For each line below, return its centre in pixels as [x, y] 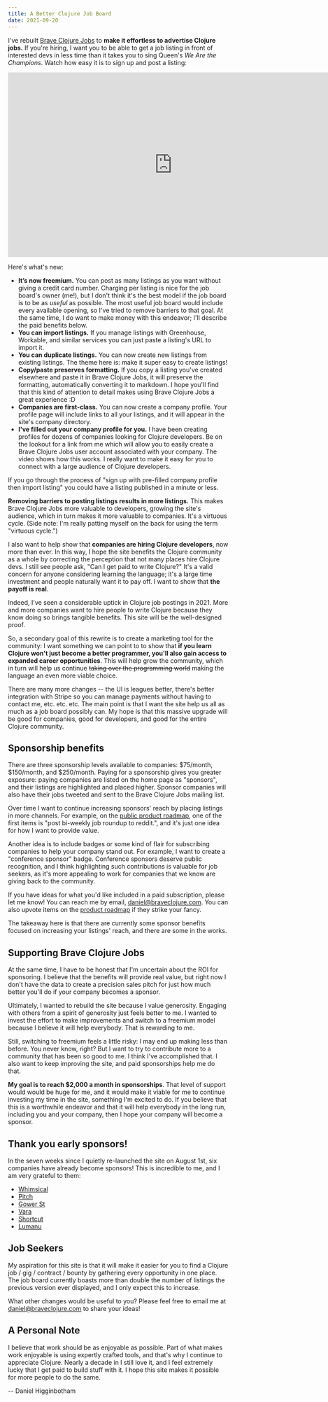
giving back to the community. [51, 881]
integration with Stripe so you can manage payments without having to [110, 696]
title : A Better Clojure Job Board [60, 14]
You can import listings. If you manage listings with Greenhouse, [112, 332]
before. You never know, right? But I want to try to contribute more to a [110, 1049]
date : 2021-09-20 [33, 20]
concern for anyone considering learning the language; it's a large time [110, 574]
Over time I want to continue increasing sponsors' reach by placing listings [115, 808]
